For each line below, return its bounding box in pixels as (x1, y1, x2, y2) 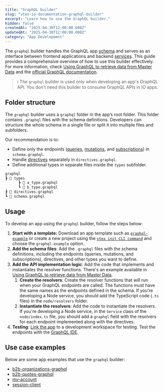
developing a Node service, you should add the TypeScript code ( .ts (19, 292, 159, 298)
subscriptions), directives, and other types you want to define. (12, 256, 138, 262)
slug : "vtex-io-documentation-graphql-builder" (5, 12, 104, 17)
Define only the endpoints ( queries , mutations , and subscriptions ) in (12, 146, 150, 152)
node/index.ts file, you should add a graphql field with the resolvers (19, 314, 157, 319)
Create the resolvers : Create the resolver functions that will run (19, 277, 148, 283)
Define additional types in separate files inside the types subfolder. (12, 161, 147, 167)
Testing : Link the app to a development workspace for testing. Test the (12, 324, 156, 330)
